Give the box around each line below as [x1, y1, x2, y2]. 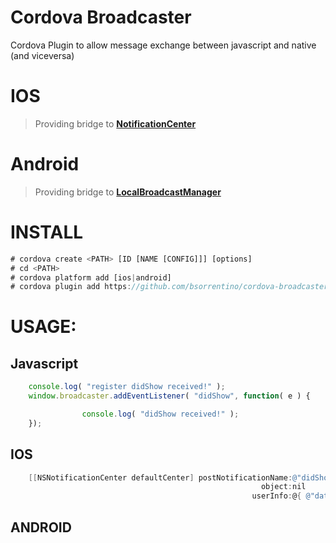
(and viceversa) [10, 49, 75, 61]
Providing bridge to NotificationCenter [34, 117, 197, 130]
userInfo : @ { [251, 491, 302, 501]
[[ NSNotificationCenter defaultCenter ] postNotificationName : [28, 472, 293, 483]
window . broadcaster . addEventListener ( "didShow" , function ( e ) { [28, 391, 311, 401]
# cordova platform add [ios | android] [10, 272, 172, 283]
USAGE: [10, 316, 77, 338]
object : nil [260, 482, 307, 492]
